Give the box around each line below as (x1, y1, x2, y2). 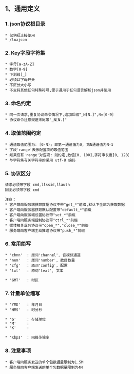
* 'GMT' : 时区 (5, 278, 39, 283)
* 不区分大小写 (5, 82, 32, 87)
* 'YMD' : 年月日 (5, 303, 42, 307)
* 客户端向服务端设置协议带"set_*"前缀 (5, 212, 76, 217)
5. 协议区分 (5, 170, 31, 177)
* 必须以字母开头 (5, 77, 35, 82)
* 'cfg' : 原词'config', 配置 (5, 263, 68, 268)
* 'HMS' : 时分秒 (5, 307, 42, 312)
